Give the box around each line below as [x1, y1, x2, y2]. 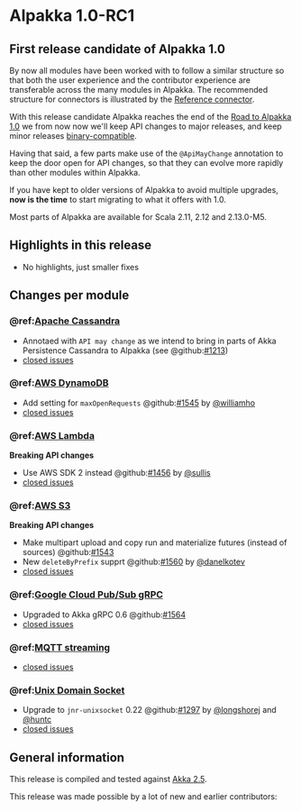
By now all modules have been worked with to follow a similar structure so [9, 65, 285, 76]
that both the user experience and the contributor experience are [9, 75, 251, 86]
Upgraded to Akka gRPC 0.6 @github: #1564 [22, 609, 187, 620]
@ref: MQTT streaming [9, 641, 111, 653]
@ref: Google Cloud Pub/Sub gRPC [9, 588, 164, 601]
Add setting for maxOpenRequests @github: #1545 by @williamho [22, 397, 255, 408]
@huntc [22, 714, 52, 725]
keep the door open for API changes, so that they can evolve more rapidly [9, 158, 284, 168]
